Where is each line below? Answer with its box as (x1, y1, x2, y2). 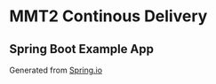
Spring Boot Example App (9, 42, 154, 57)
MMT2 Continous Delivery (9, 6, 208, 27)
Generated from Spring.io (9, 65, 103, 75)
